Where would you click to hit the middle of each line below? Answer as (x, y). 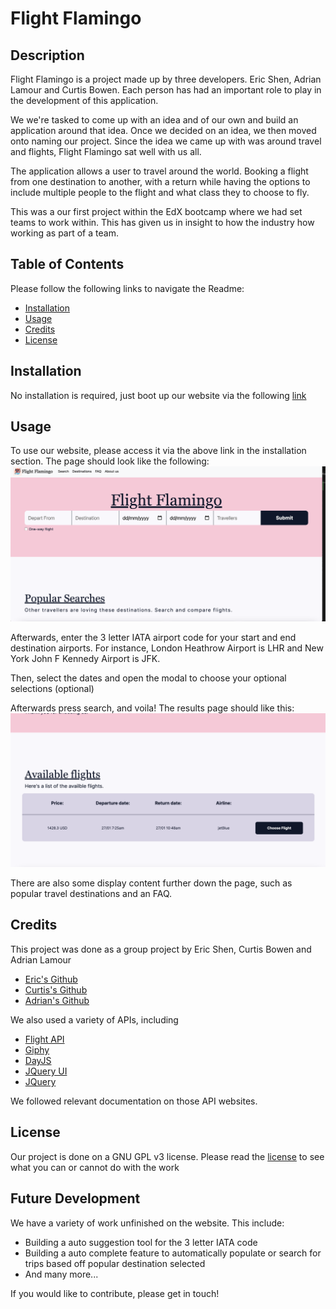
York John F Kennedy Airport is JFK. (85, 658)
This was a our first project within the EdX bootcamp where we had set (156, 211)
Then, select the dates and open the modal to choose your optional (148, 678)
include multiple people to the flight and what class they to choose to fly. (160, 192)
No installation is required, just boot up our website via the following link (158, 395)
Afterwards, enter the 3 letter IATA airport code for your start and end (153, 637)
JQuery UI (46, 1071)
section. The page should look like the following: (110, 461)
